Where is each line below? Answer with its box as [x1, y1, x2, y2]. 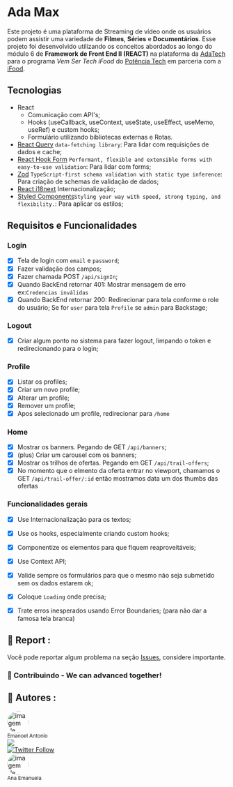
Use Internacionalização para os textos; [17, 515, 131, 523]
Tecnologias [7, 84, 62, 96]
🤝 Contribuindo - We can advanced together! [7, 670, 162, 680]
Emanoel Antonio [7, 732, 48, 740]
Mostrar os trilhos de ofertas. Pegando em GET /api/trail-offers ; [17, 458, 209, 467]
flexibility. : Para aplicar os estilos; [17, 200, 124, 208]
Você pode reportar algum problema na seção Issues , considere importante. [7, 653, 226, 661]
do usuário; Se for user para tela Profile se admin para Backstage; [17, 303, 207, 311]
